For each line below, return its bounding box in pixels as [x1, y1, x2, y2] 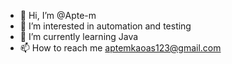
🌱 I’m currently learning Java [19, 31, 139, 42]
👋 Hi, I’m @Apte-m [19, 10, 97, 21]
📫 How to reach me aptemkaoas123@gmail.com [19, 42, 222, 54]
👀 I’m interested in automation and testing [19, 20, 192, 32]
